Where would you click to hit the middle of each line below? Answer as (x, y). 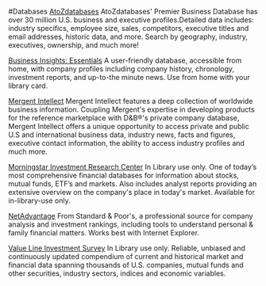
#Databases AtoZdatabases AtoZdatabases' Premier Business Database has (133, 11)
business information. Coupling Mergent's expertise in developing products (132, 109)
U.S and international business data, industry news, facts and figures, (122, 135)
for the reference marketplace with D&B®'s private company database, (124, 118)
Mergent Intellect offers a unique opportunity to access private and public (129, 126)
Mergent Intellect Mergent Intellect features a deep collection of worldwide (131, 101)
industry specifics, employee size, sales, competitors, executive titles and (129, 28)
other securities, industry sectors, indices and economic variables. (117, 273)
